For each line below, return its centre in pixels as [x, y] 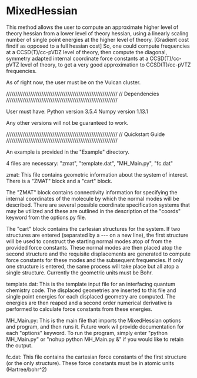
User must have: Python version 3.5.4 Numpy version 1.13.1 [77, 111]
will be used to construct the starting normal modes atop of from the [89, 241]
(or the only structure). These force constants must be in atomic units [90, 363]
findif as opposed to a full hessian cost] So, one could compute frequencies [98, 46]
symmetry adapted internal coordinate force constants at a [77, 58]
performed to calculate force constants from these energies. [79, 309]
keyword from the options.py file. [46, 217]
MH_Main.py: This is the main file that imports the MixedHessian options [94, 320]
